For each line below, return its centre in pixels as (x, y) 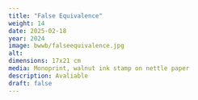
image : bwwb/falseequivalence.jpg (67, 46)
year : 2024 (27, 38)
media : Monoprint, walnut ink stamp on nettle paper (99, 69)
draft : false (30, 83)
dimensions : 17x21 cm (45, 61)
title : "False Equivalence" (56, 16)
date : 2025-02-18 (38, 31)
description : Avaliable (48, 76)
